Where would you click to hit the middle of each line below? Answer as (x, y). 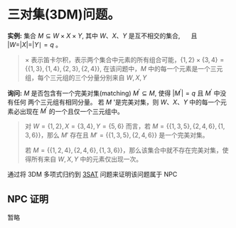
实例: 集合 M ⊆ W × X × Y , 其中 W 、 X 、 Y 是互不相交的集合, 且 (102, 36)
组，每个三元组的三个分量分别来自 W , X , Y (86, 77)
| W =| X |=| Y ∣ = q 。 (35, 44)
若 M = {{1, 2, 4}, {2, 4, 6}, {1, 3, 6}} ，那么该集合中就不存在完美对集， (123, 150)
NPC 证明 (28, 199)
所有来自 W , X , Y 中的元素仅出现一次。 (87, 159)
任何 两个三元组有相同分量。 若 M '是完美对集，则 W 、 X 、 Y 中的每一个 (117, 102)
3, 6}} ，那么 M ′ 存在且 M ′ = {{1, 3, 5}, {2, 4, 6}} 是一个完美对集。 (117, 135)
